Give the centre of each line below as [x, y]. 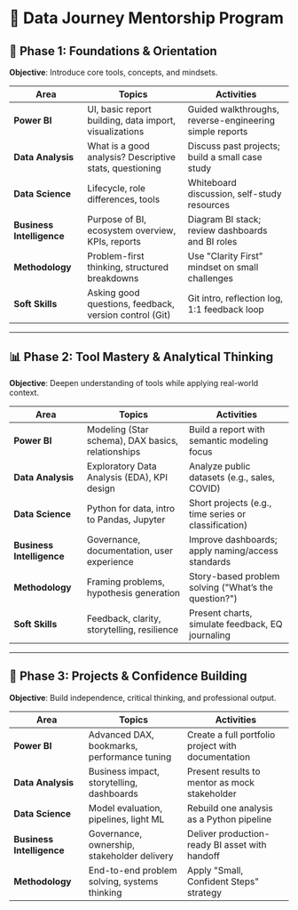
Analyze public [220, 466]
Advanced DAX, [122, 735]
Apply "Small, [216, 870]
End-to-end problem [133, 870]
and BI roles [212, 242]
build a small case [225, 157]
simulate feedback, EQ [236, 624]
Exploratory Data [122, 466]
